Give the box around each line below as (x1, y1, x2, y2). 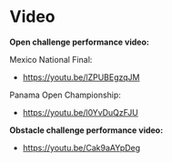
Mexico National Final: (9, 54, 93, 65)
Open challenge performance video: (9, 36, 150, 47)
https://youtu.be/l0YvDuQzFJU (22, 106, 138, 117)
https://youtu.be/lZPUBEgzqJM (22, 71, 140, 83)
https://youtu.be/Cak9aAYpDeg (22, 142, 141, 153)
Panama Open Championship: (9, 89, 121, 100)
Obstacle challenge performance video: (9, 125, 164, 136)
